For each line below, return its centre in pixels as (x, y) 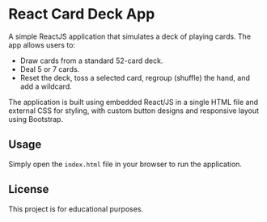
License (29, 189)
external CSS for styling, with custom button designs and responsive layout (133, 111)
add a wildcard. (46, 86)
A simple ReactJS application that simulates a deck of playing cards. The (130, 36)
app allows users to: (42, 44)
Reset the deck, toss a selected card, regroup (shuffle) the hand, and (135, 77)
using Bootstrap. (36, 119)
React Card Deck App (82, 14)
